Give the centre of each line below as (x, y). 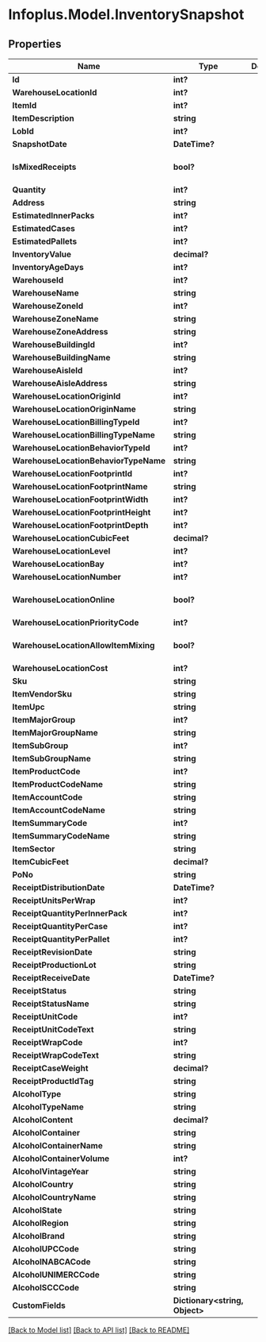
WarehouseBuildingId (54, 345)
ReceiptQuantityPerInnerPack (70, 913)
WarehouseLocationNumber (66, 577)
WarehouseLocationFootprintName (80, 486)
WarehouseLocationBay (58, 564)
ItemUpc (28, 707)
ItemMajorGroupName (55, 733)
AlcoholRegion (40, 1223)
